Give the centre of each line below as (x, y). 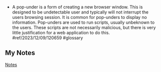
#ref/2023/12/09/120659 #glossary (48, 38)
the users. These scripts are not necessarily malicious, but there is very (84, 28)
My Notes (20, 53)
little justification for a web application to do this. (61, 33)
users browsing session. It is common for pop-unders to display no (80, 17)
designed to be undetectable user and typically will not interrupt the (80, 12)
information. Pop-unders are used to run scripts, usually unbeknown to (83, 22)
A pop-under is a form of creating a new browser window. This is (77, 7)
